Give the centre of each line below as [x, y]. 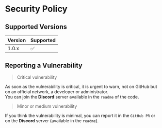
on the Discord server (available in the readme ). [52, 121]
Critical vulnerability [37, 77]
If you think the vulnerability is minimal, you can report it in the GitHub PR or [80, 115]
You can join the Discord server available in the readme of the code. [72, 97]
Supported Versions [36, 27]
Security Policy [36, 9]
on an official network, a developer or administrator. [57, 92]
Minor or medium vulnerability [47, 106]
